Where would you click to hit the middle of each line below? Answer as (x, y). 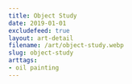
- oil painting (34, 68)
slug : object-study (41, 53)
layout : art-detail (41, 38)
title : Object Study (43, 16)
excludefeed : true (39, 30)
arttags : (23, 61)
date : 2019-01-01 (37, 23)
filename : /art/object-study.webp (66, 46)
